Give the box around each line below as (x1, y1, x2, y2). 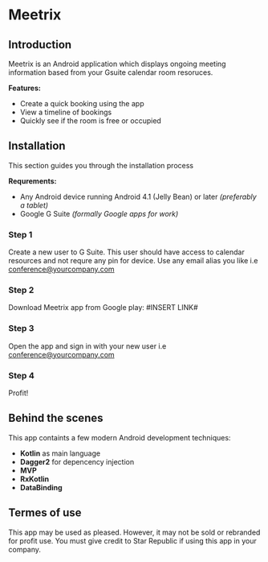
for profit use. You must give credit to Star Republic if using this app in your (8, 535, 257, 545)
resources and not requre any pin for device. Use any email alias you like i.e (8, 256, 258, 266)
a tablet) (19, 200, 49, 210)
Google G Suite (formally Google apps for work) (19, 209, 179, 218)
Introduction (8, 38, 72, 52)
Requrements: (8, 176, 57, 186)
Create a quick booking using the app (19, 99, 144, 108)
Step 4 (8, 370, 35, 381)
